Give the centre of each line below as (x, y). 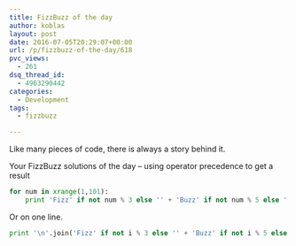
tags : (19, 108)
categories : (31, 91)
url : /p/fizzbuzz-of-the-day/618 (71, 50)
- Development (43, 100)
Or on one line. (36, 217)
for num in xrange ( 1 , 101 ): (59, 192)
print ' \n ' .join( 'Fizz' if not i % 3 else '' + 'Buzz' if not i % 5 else (148, 233)
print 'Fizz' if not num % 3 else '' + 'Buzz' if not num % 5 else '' (158, 200)
